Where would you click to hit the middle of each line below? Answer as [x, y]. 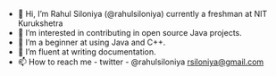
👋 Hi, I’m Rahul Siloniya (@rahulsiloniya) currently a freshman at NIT [142, 14]
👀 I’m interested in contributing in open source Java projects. [130, 33]
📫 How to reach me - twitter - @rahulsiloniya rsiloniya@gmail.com [141, 62]
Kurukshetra [40, 23]
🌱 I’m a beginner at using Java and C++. [92, 42]
